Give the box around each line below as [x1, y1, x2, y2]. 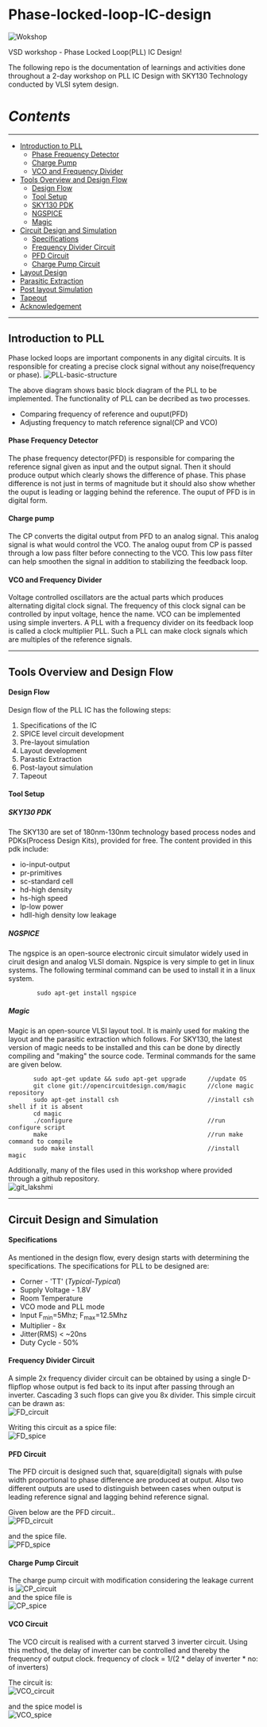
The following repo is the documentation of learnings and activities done [8, 62, 246, 72]
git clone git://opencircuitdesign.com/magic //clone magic [33, 1082, 254, 1090]
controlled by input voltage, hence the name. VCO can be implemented [8, 609, 241, 619]
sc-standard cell [19, 876, 74, 887]
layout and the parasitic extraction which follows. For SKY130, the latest [8, 1034, 242, 1044]
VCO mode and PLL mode [19, 1301, 105, 1312]
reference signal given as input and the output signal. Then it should [8, 462, 231, 471]
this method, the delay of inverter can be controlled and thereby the [8, 1645, 230, 1655]
